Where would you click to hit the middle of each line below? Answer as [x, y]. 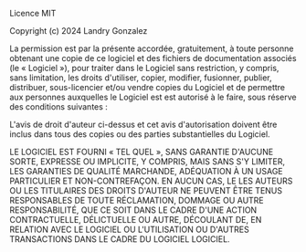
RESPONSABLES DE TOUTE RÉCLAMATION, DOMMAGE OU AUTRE [137, 200]
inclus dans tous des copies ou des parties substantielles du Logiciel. [140, 134]
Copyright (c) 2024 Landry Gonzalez [79, 31]
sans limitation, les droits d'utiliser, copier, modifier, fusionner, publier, [141, 78]
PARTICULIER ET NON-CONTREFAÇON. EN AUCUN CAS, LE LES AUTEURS [151, 181]
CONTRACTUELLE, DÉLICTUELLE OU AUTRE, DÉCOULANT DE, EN [136, 220]
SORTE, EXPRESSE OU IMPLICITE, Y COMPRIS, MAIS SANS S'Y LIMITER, [148, 162]
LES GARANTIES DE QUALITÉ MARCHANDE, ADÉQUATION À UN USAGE [146, 171]
